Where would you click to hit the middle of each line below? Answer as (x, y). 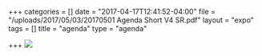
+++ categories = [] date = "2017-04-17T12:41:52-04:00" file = (112, 12)
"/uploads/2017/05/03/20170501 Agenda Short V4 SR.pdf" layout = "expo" (131, 20)
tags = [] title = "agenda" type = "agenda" (78, 28)
